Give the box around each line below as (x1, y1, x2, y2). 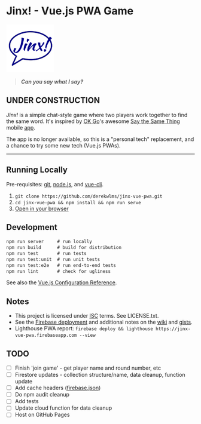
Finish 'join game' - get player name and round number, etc (14, 364, 162, 371)
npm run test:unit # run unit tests (6, 257, 100, 263)
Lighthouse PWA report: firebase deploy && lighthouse (14, 325, 154, 332)
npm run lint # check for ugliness (6, 269, 111, 275)
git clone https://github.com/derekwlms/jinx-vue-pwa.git (14, 193, 163, 199)
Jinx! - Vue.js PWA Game (6, 4, 133, 18)
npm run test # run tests (6, 251, 87, 257)
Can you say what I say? (20, 78, 84, 85)
